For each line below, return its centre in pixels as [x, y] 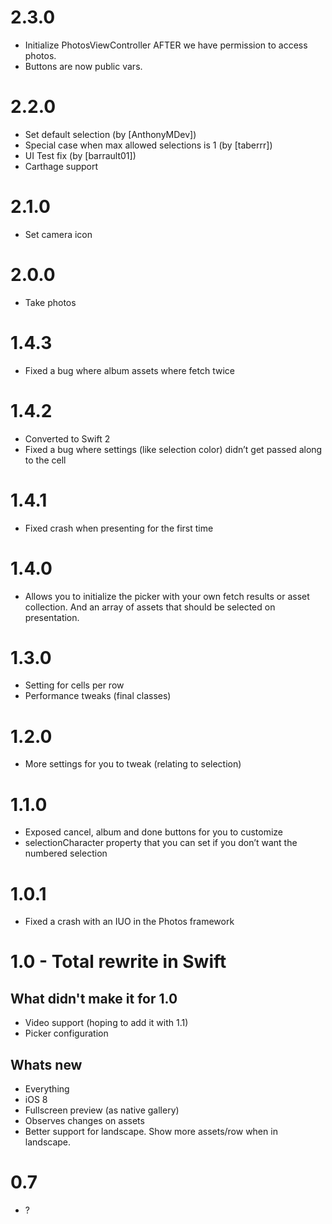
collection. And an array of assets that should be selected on [150, 607]
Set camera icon [58, 234]
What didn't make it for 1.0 [94, 998]
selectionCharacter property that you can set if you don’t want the [161, 843]
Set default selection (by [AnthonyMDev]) [110, 134]
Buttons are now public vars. [83, 66]
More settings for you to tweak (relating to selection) [133, 764]
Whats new [46, 1064]
